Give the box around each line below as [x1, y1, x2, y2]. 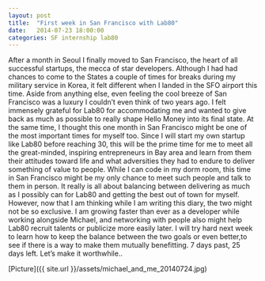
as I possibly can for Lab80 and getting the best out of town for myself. [8, 190, 240, 199]
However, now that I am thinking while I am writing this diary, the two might [8, 199, 252, 208]
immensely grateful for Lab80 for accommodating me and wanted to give [8, 106, 247, 116]
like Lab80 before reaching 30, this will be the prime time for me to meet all [8, 139, 253, 149]
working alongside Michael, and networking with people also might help [8, 215, 243, 225]
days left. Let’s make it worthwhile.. [8, 249, 123, 258]
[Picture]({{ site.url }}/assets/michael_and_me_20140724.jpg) [8, 264, 207, 274]
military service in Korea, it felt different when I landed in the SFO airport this [8, 81, 258, 90]
